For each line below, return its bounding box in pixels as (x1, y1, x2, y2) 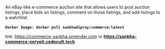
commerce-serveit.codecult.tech (5, 39, 75, 45)
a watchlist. (5, 15, 29, 20)
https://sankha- (103, 34, 137, 39)
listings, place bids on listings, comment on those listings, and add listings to (5, 9, 161, 15)
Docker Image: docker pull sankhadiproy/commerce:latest (5, 25, 125, 30)
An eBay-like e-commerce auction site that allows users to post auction (5, 4, 150, 10)
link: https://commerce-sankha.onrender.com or (5, 34, 102, 39)
